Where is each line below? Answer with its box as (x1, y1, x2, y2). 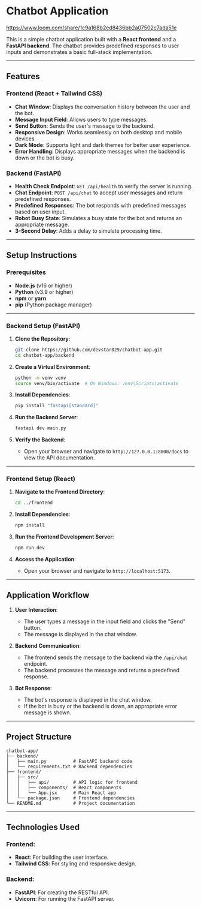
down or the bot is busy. (14, 154, 75, 161)
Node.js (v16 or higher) (14, 282, 73, 289)
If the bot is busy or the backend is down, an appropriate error (23, 702, 178, 709)
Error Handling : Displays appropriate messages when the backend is (14, 148, 185, 155)
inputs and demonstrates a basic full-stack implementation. (6, 48, 153, 55)
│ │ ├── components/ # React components (6, 784, 121, 790)
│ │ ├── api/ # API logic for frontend (6, 779, 138, 785)
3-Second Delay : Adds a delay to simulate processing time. (14, 227, 163, 234)
